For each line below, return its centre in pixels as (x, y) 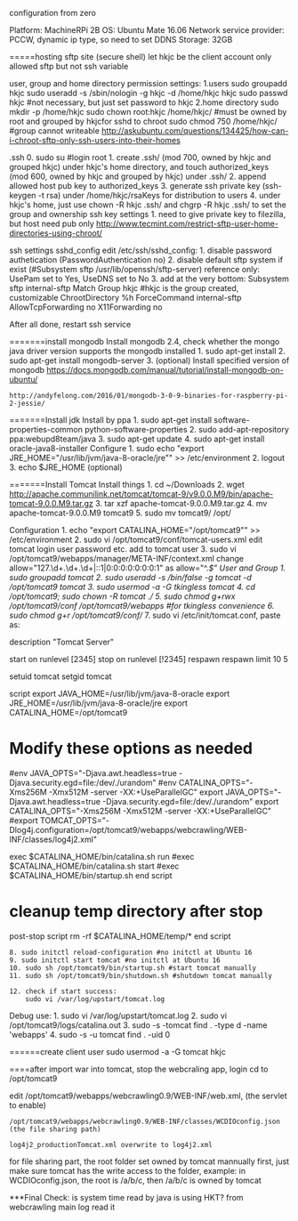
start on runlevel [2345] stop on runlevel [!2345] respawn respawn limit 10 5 (149, 659)
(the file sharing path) (55, 1129)
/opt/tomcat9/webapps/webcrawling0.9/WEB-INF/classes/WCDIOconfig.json (145, 1121)
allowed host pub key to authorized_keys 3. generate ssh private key (135, 186)
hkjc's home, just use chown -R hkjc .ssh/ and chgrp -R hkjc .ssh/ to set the (148, 205)
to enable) (28, 1105)
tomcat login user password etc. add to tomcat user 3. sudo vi (123, 549)
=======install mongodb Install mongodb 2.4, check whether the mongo (145, 341)
